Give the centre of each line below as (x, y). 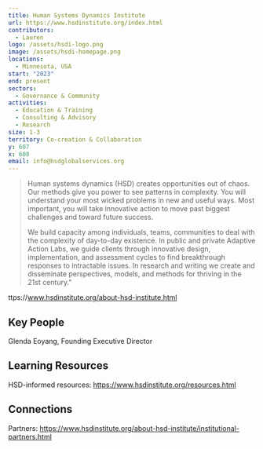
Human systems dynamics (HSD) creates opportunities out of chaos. (139, 184)
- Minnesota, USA (44, 67)
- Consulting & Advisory (56, 118)
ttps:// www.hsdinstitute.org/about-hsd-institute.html (93, 298)
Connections (40, 409)
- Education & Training (54, 111)
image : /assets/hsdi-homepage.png (65, 52)
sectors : (22, 88)
